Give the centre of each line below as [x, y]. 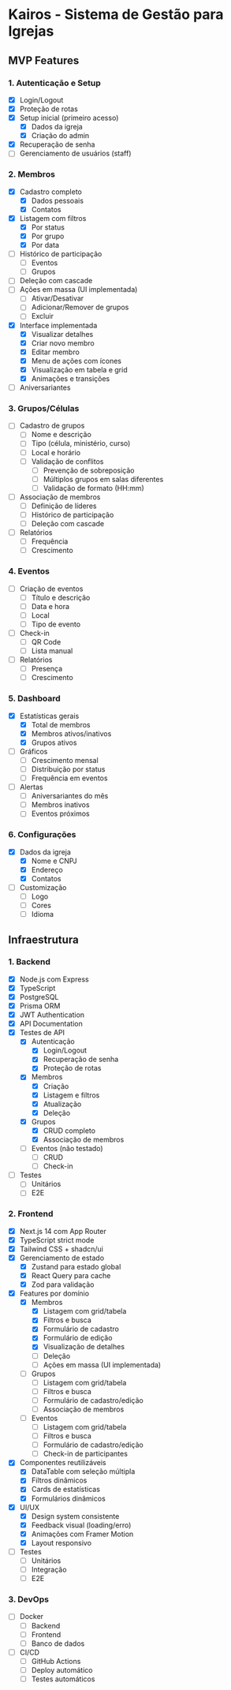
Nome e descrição [61, 435]
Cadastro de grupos [52, 426]
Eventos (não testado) [67, 1148]
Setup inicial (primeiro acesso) [69, 118]
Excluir [42, 316]
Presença [47, 669]
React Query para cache [71, 1275]
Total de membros [61, 724]
